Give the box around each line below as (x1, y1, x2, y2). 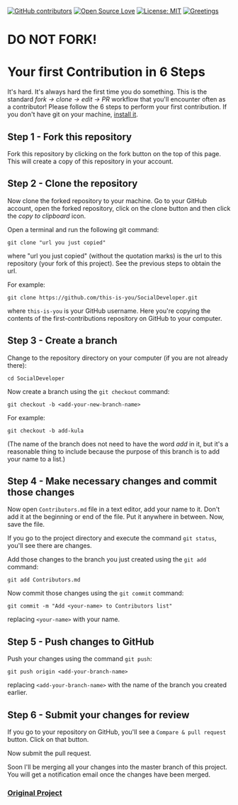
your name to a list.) (7, 454, 66, 463)
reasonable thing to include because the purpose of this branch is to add (7, 447, 220, 456)
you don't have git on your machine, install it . (7, 110, 138, 119)
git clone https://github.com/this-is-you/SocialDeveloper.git (7, 294, 198, 301)
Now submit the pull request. (7, 749, 92, 757)
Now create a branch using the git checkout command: (7, 387, 170, 395)
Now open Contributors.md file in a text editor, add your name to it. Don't (7, 505, 220, 514)
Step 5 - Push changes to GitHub (7, 635, 154, 647)
